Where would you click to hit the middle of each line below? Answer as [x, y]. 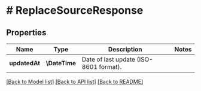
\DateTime [61, 63]
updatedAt [25, 63]
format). [110, 67]
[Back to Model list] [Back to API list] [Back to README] [75, 82]
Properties [26, 33]
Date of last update [109, 59]
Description [125, 49]
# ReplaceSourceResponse [75, 10]
